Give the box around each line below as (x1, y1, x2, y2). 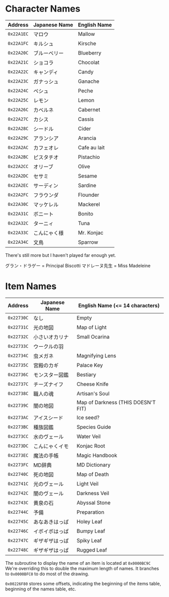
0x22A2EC (8, 182, 29, 188)
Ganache (77, 78, 100, 85)
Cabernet (77, 106, 101, 113)
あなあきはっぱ (33, 518, 69, 525)
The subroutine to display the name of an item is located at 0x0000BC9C (5, 560, 151, 566)
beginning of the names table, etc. (5, 586, 76, 592)
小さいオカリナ (33, 334, 69, 341)
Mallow (77, 30, 96, 37)
